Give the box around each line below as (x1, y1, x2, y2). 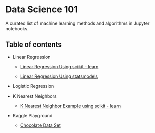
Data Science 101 (5, 4, 79, 15)
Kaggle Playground (12, 112, 53, 118)
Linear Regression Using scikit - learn (20, 63, 99, 69)
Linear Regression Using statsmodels (20, 73, 98, 79)
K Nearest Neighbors (12, 93, 57, 99)
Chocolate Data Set (20, 122, 61, 128)
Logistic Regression (12, 83, 54, 89)
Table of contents (5, 40, 62, 49)
